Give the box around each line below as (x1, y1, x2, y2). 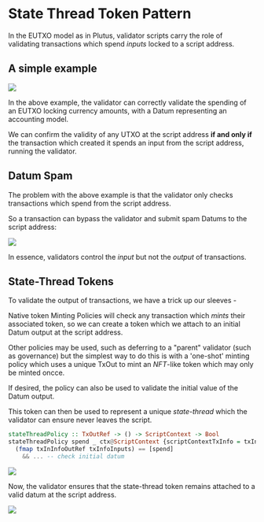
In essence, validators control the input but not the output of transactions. (8, 252, 247, 261)
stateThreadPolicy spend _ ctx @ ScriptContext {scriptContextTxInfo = (8, 438, 241, 446)
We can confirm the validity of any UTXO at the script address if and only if (8, 129, 253, 139)
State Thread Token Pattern (8, 5, 192, 23)
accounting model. (8, 114, 69, 124)
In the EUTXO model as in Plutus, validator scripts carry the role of (8, 31, 223, 40)
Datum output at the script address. (8, 328, 123, 337)
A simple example (8, 62, 97, 76)
